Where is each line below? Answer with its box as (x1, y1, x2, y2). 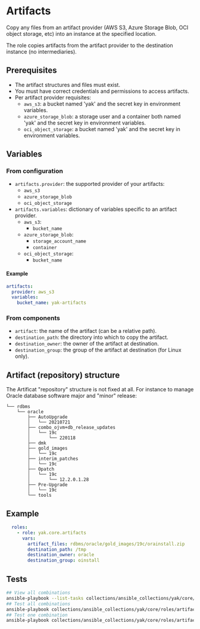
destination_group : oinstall (27, 558, 100, 563)
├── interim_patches (27, 456, 79, 462)
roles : (11, 524, 28, 531)
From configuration (6, 167, 64, 175)
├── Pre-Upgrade (27, 482, 68, 488)
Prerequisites (6, 66, 57, 76)
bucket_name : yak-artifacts (17, 300, 86, 306)
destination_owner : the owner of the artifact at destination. (14, 340, 160, 347)
